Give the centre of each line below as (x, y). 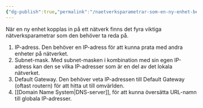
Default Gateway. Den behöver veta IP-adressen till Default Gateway (100, 79)
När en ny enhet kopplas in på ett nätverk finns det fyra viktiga (84, 29)
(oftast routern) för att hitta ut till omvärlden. (69, 86)
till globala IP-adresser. (43, 98)
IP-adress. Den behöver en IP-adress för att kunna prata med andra (98, 47)
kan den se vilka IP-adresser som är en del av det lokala (103, 66)
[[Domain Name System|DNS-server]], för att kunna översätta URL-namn (105, 92)
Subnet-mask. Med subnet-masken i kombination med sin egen (94, 60)
